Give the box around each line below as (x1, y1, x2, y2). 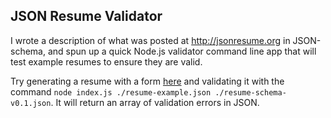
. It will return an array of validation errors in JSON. (50, 96, 260, 108)
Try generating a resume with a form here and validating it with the (10, 75, 285, 87)
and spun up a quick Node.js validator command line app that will (47, 45, 317, 57)
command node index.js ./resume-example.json (10, 85, 212, 98)
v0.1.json (10, 98, 52, 108)
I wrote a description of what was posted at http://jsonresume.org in (10, 34, 291, 46)
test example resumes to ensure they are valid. (10, 55, 203, 68)
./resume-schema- (214, 87, 287, 98)
